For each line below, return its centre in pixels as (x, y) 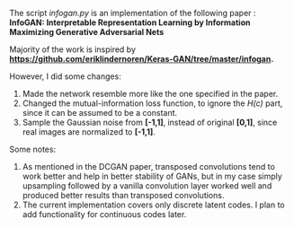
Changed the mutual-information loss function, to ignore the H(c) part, (152, 103)
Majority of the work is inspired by (73, 49)
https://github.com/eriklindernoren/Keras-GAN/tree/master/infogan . (142, 59)
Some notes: (33, 149)
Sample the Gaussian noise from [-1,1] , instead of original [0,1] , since (150, 122)
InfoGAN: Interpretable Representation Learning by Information (130, 22)
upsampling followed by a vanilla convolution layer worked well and (147, 186)
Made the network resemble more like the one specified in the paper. (150, 94)
